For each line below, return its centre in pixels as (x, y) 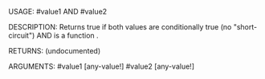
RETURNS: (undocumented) (55, 51)
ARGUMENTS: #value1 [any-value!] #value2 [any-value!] (102, 66)
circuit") (22, 36)
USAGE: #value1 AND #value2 (58, 12)
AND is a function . (67, 36)
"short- (245, 27)
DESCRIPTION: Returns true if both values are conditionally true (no (120, 27)
